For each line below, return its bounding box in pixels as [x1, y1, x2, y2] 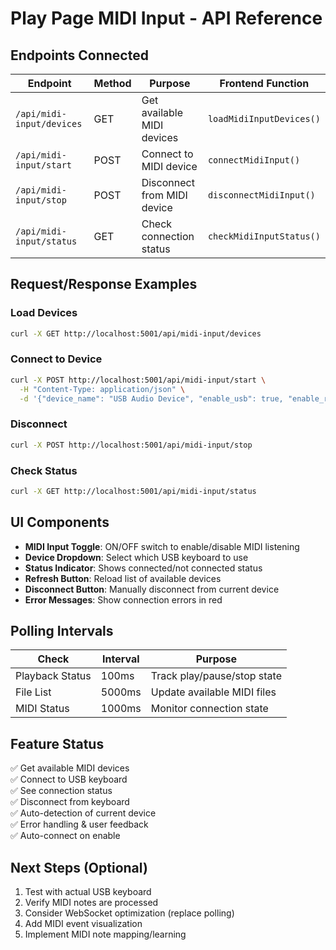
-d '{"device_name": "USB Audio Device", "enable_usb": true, [19, 393, 284, 404]
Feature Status [10, 735, 105, 752]
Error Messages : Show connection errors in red [24, 593, 223, 606]
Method [93, 77, 132, 90]
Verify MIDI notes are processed [24, 897, 159, 909]
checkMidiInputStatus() [207, 231, 321, 242]
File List [15, 685, 52, 699]
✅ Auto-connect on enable [10, 830, 121, 842]
